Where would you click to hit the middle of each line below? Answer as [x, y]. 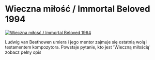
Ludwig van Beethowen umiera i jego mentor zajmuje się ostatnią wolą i [76, 42]
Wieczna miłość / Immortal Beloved [77, 9]
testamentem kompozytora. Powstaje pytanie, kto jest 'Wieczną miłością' [78, 47]
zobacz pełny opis [23, 52]
